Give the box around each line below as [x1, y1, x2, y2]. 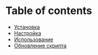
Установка [13, 23, 40, 30]
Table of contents [5, 4, 93, 18]
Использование [13, 36, 54, 43]
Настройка [13, 29, 41, 36]
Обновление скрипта [13, 42, 67, 49]
